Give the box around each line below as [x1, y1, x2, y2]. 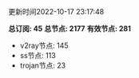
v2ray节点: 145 [19, 41, 69, 50]
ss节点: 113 [19, 51, 56, 60]
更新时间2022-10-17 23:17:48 [8, 7, 105, 16]
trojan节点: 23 [19, 60, 66, 70]
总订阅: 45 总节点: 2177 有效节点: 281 [8, 24, 132, 33]
